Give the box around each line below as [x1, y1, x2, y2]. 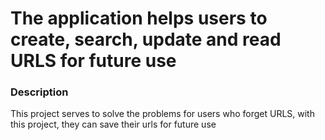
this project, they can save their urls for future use [10, 118, 217, 131]
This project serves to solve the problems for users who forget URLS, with [10, 108, 315, 120]
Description [10, 85, 69, 99]
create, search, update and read [10, 28, 282, 51]
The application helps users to [10, 7, 268, 30]
